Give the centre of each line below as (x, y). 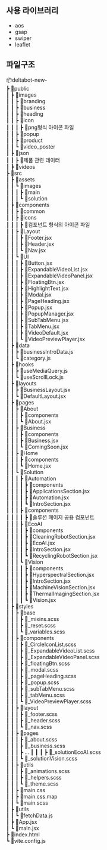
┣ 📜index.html (23, 834)
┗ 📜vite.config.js (26, 840)
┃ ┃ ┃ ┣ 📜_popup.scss (33, 682)
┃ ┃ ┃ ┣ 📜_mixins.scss (33, 619)
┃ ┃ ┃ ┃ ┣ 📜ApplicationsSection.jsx (48, 491)
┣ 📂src (14, 173)
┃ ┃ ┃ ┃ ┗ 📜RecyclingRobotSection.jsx (52, 555)
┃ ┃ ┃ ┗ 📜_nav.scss (29, 727)
